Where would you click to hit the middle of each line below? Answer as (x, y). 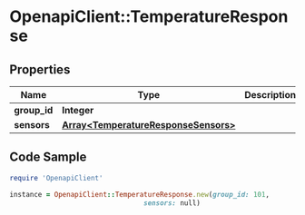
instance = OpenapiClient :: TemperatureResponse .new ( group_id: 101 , (140, 194)
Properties (40, 69)
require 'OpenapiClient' (56, 178)
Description (271, 95)
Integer (78, 110)
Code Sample (48, 157)
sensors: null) (172, 203)
